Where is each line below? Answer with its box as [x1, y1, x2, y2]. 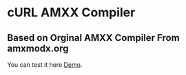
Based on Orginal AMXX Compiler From [7, 32, 180, 44]
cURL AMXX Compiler [7, 5, 136, 20]
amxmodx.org [7, 42, 69, 54]
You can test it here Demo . [7, 61, 83, 69]
